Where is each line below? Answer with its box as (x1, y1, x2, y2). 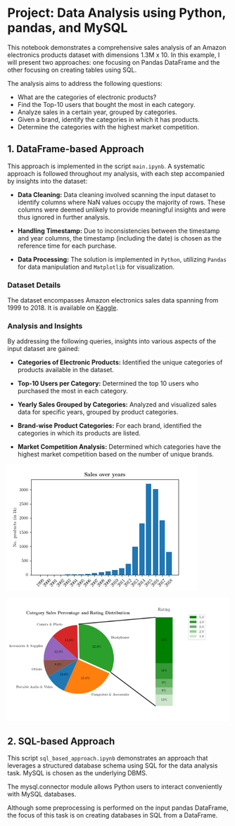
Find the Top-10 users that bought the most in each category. (17, 100, 196, 108)
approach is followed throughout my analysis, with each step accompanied (7, 169, 225, 177)
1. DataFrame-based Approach (7, 143, 144, 155)
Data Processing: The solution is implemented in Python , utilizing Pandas (17, 255, 227, 263)
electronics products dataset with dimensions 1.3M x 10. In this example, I (7, 51, 220, 59)
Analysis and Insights (7, 321, 83, 331)
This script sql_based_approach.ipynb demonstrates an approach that (7, 754, 208, 763)
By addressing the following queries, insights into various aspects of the (7, 337, 217, 345)
